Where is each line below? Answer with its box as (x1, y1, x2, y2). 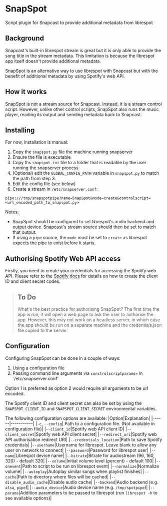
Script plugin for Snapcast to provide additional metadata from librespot (5, 20, 153, 26)
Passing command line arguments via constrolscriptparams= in (12, 370, 143, 376)
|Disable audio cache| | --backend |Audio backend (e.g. (47, 479, 158, 485)
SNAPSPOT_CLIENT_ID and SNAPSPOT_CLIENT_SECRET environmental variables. (5, 405, 157, 411)
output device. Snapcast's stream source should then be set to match (12, 224, 156, 230)
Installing (5, 126, 35, 134)
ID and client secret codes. (5, 278, 60, 284)
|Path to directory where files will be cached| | (16, 473, 111, 479)
